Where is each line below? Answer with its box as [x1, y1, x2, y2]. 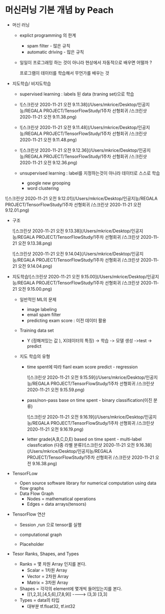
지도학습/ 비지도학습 [12, 80, 51, 87]
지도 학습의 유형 [19, 353, 50, 359]
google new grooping [27, 180, 70, 186]
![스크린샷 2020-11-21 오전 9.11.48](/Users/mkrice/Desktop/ [19, 124, 138, 130]
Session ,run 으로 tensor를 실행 [19, 522, 82, 527]
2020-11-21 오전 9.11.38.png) [19, 114, 77, 120]
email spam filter [27, 311, 61, 317]
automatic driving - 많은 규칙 [27, 49, 84, 55]
